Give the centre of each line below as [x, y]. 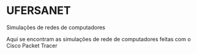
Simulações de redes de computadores [56, 27]
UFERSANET [39, 11]
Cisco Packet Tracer [32, 46]
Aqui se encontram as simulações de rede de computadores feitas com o [98, 39]
